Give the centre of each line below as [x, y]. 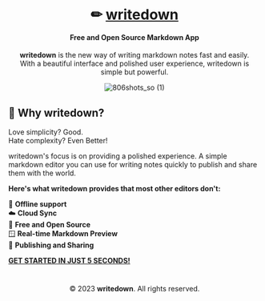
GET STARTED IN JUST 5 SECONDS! [69, 261]
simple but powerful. [135, 72]
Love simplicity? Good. [46, 132]
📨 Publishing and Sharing [51, 245]
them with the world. [42, 173]
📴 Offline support [38, 204]
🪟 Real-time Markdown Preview [63, 234]
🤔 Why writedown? [56, 112]
